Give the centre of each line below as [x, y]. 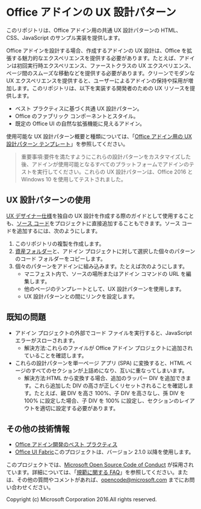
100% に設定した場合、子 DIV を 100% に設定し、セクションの [101, 401]
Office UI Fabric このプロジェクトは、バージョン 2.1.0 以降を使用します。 [104, 452]
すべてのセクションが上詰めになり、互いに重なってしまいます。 [109, 370]
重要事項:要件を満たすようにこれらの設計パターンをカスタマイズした [106, 157]
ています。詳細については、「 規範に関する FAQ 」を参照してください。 [92, 472]
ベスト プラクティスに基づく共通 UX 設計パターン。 [79, 108]
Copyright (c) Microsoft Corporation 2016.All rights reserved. [82, 499]
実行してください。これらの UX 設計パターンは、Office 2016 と [115, 172]
